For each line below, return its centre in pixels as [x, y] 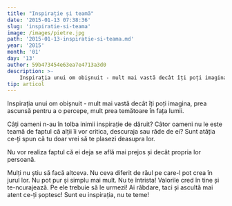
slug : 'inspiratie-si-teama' [49, 26]
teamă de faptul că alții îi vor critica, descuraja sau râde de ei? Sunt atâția [111, 132]
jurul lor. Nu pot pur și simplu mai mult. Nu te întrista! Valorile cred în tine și [113, 181]
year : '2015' [26, 45]
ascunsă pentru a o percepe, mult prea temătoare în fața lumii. [96, 111]
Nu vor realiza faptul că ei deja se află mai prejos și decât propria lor [104, 152]
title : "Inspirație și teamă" [51, 13]
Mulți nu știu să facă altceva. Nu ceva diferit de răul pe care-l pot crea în [110, 173]
